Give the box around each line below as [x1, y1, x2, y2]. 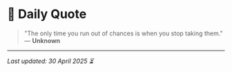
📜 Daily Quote [7, 6, 87, 22]
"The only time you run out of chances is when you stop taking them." [23, 29, 223, 37]
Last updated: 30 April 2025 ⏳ [7, 57, 94, 65]
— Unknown [23, 36, 61, 44]
